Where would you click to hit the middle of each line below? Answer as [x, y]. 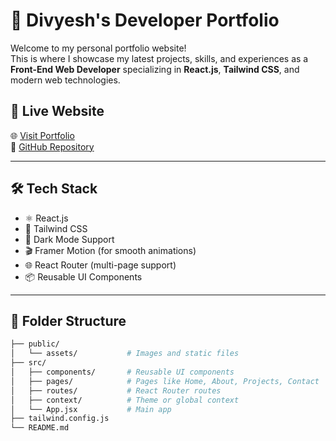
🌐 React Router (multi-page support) [100, 265]
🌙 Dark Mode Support [69, 239]
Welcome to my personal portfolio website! [98, 48]
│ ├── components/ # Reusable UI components [122, 372]
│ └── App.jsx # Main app [91, 409]
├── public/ [35, 344]
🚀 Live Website [57, 111]
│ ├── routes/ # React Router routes [116, 390]
